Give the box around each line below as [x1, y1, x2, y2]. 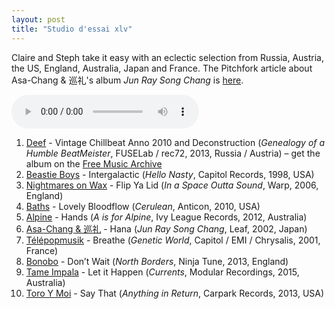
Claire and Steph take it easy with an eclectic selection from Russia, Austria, [11, 51, 324, 63]
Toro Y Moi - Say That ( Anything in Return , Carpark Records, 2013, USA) [25, 287, 325, 299]
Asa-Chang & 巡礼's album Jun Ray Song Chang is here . [11, 74, 244, 86]
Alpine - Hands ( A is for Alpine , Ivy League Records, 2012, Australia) [25, 211, 308, 223]
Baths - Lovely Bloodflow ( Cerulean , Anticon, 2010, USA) [25, 200, 261, 212]
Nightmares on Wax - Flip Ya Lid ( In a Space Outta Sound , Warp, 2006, [25, 179, 319, 191]
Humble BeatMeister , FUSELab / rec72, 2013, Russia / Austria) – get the [25, 147, 321, 159]
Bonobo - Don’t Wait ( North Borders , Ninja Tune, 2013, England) [25, 255, 289, 267]
